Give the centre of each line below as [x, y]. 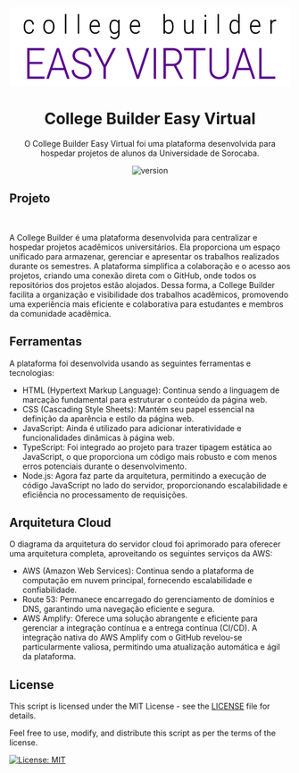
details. [23, 716]
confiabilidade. [50, 590]
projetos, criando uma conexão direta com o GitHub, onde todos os [133, 276]
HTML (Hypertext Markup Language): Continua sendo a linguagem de [151, 390]
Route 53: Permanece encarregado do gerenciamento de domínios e [148, 599]
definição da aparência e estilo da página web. [108, 419]
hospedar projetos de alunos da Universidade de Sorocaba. [150, 153]
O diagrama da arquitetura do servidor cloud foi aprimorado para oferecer [145, 544]
